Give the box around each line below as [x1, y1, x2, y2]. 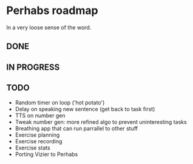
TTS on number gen [15, 112, 66, 119]
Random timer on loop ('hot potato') [15, 98, 105, 106]
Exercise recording [15, 137, 63, 145]
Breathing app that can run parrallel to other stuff [15, 125, 138, 132]
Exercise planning [15, 131, 60, 138]
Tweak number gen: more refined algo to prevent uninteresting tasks [15, 118, 187, 125]
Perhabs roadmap [6, 4, 98, 18]
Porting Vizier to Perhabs [15, 150, 78, 158]
